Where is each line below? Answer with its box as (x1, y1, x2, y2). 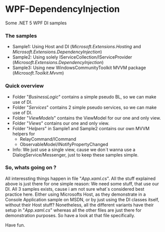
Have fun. (5, 222, 25, 228)
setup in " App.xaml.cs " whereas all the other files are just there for (5, 207, 142, 213)
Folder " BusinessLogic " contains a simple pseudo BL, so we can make (12, 93, 157, 100)
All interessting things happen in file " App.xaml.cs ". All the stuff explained (5, 175, 156, 181)
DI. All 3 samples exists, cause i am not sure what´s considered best (5, 186, 145, 192)
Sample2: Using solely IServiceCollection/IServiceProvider (12, 54, 133, 60)
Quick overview (5, 82, 44, 89)
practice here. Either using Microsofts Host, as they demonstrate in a (5, 191, 146, 197)
